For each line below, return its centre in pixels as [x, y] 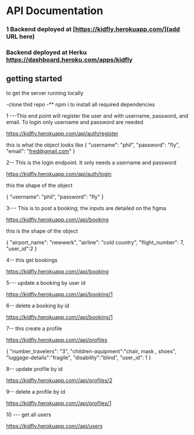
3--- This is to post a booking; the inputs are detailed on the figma [86, 208]
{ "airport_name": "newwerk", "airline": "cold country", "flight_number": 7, [95, 242]
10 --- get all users [29, 414]
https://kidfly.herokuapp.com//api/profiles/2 [59, 380]
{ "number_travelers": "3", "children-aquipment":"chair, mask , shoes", [91, 351]
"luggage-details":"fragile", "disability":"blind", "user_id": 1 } [79, 357]
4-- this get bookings [32, 260]
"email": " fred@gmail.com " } [41, 151]
